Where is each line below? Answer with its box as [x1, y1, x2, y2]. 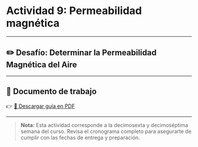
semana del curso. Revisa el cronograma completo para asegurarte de [20, 128, 192, 135]
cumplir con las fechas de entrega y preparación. [20, 134, 140, 141]
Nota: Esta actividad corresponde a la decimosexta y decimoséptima [20, 121, 189, 128]
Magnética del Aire [6, 60, 78, 70]
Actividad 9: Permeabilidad [6, 4, 143, 18]
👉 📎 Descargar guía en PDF [6, 102, 75, 110]
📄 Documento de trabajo [6, 87, 97, 97]
